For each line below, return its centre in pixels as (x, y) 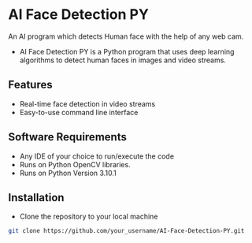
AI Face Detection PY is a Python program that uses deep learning (127, 51)
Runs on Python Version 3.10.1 (68, 173)
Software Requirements (68, 137)
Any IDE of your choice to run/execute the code (97, 156)
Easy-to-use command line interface (79, 112)
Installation (36, 198)
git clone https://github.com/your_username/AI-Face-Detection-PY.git (126, 231)
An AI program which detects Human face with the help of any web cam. (126, 36)
